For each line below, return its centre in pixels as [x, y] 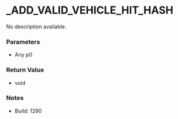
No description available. [36, 27]
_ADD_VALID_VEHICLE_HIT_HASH [90, 10]
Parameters [23, 42]
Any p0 [23, 55]
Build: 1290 [28, 111]
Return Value [25, 70]
